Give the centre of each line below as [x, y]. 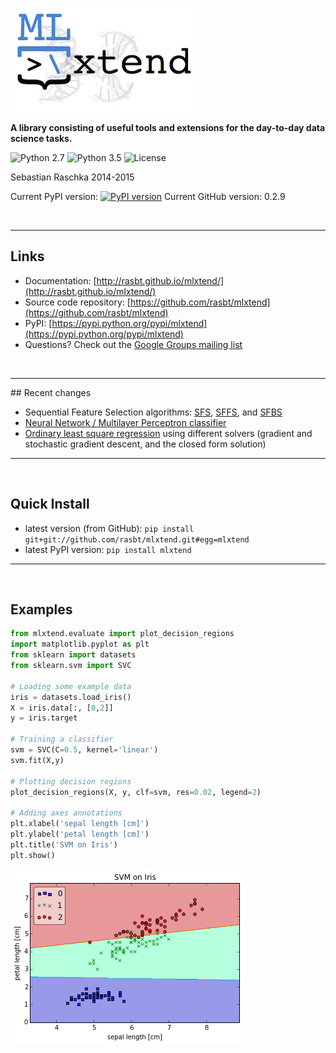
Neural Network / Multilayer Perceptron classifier [125, 422]
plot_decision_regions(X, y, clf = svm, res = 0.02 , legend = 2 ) [136, 792]
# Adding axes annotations [66, 813]
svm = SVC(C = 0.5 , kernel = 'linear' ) [84, 750]
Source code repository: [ [77, 302]
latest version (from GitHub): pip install [109, 528]
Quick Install [50, 504]
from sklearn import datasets [73, 655]
